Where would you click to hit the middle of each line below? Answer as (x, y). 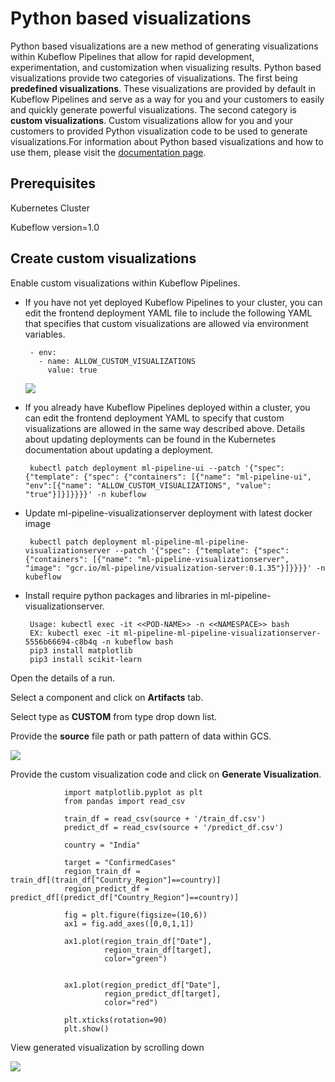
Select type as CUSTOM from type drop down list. (114, 716)
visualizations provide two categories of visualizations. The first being (154, 78)
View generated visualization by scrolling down (107, 1047)
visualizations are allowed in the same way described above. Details (165, 428)
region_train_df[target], (158, 950)
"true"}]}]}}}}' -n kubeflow (85, 494)
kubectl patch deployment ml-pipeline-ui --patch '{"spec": (157, 468)
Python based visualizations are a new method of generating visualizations (164, 46)
